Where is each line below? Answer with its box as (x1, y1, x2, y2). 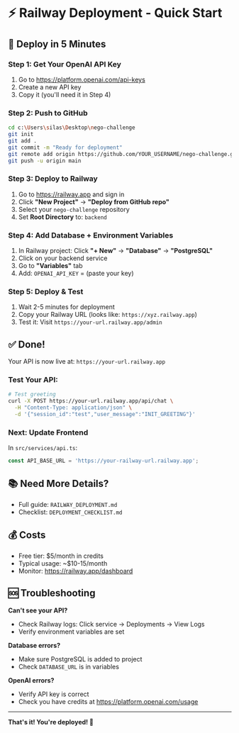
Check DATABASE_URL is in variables (18, 662, 120, 671)
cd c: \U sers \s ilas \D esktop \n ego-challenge (8, 124, 135, 131)
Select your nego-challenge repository (18, 205, 130, 213)
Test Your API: (8, 375, 59, 385)
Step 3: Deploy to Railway (8, 174, 98, 184)
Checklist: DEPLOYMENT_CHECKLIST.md (18, 508, 123, 516)
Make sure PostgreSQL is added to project (18, 654, 143, 663)
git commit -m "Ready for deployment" (8, 144, 123, 151)
